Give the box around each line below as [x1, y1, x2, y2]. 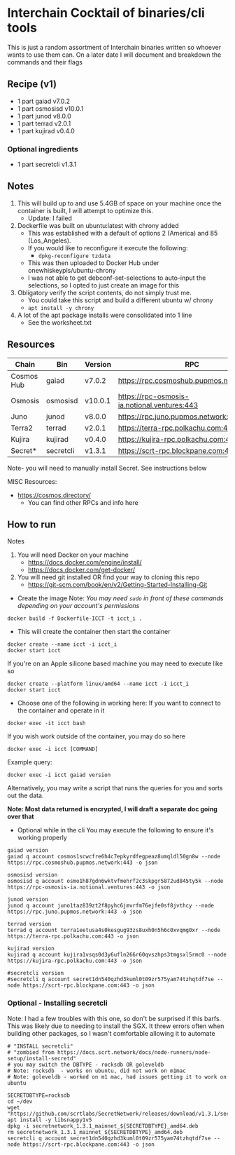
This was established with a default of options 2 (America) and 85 [27, 229, 218, 237]
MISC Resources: [7, 477, 57, 485]
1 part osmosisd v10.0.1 [17, 104, 84, 113]
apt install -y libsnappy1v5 [7, 1116, 92, 1123]
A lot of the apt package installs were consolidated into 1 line [17, 311, 192, 319]
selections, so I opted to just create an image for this [27, 281, 180, 289]
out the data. [7, 791, 44, 800]
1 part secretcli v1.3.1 [17, 160, 77, 169]
